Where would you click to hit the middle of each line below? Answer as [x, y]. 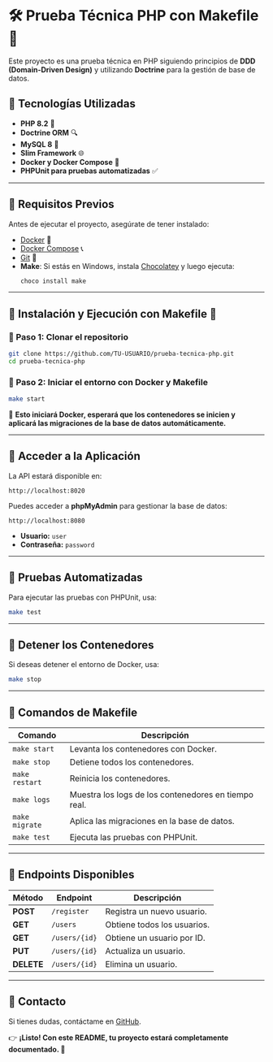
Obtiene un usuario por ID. [155, 938]
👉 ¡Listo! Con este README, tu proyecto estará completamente [119, 1038]
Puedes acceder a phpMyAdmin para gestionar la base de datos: [118, 505]
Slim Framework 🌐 [52, 153]
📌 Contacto [37, 1001]
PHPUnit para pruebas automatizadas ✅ [89, 171]
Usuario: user [43, 535]
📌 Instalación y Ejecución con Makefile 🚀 [113, 314]
